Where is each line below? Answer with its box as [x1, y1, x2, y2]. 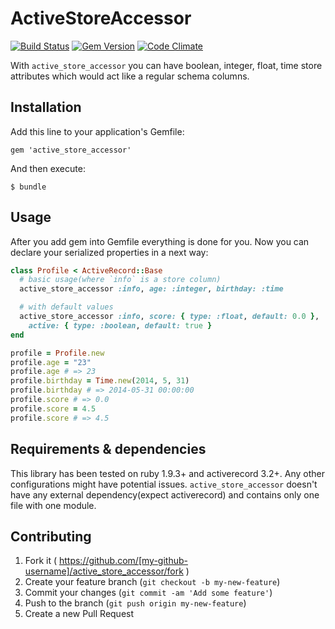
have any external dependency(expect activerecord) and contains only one [10, 488, 320, 501]
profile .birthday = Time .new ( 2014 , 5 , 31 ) [10, 376, 190, 386]
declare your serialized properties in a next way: [10, 246, 209, 258]
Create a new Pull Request [24, 608, 135, 620]
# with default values [19, 302, 114, 312]
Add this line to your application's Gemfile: [10, 125, 185, 137]
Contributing [10, 528, 92, 545]
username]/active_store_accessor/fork [24, 565, 184, 577]
